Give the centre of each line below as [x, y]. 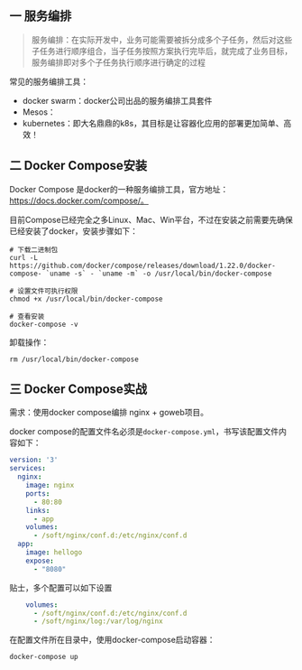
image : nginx [50, 486]
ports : [38, 493]
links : [38, 510]
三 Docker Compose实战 [78, 390]
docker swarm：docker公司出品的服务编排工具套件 [117, 100]
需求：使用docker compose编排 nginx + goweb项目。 [109, 413]
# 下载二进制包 [34, 250]
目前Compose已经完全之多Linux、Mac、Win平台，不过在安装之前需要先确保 [151, 219]
